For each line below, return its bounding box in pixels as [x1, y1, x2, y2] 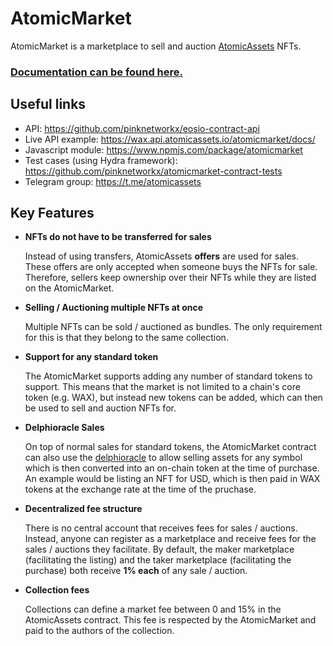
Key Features [10, 205, 95, 222]
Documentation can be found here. [10, 65, 184, 79]
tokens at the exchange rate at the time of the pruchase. [24, 483, 257, 496]
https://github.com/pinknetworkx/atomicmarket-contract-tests [24, 165, 283, 177]
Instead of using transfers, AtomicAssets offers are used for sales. [24, 250, 300, 262]
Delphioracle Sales [24, 422, 105, 434]
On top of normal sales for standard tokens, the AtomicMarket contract [24, 441, 317, 453]
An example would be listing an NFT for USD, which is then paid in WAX [24, 473, 321, 485]
